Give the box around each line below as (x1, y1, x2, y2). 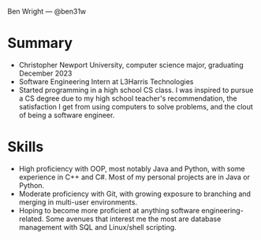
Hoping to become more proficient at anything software (18, 205, 200, 215)
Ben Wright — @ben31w (7, 7, 87, 16)
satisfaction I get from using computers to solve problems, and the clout (18, 102, 253, 111)
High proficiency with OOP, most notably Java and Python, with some (18, 164, 245, 173)
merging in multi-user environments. (18, 197, 137, 207)
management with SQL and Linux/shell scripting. (18, 222, 177, 231)
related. (18, 214, 44, 223)
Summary (7, 35, 73, 52)
